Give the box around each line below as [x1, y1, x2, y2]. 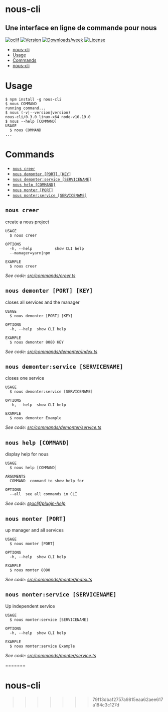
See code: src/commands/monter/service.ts [5, 652, 96, 658]
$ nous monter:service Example [10, 644, 75, 649]
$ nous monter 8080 [10, 567, 51, 573]
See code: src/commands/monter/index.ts [5, 576, 93, 582]
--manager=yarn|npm [10, 250, 51, 255]
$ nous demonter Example [10, 416, 62, 421]
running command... [5, 106, 46, 111]
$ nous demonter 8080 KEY [10, 339, 64, 345]
